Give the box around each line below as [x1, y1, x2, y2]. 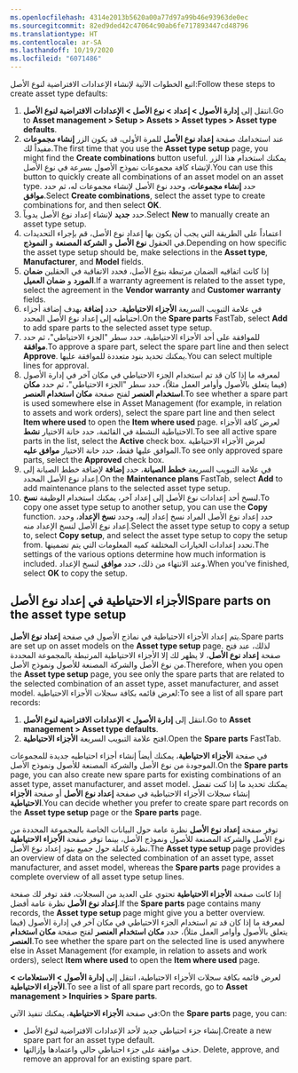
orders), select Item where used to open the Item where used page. [10, 954, 261, 965]
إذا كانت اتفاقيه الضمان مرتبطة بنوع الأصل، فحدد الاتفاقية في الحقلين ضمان [22, 266, 270, 276]
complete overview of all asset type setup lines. [10, 871, 184, 882]
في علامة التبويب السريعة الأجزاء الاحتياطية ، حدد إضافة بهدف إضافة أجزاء [22, 304, 263, 314]
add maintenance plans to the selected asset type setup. [22, 483, 231, 493]
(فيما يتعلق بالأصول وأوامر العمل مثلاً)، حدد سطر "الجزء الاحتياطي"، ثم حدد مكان [22, 379, 287, 389]
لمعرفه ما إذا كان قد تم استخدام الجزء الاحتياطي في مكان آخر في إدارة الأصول [22, 370, 280, 380]
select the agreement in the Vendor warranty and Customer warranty [22, 285, 282, 295]
